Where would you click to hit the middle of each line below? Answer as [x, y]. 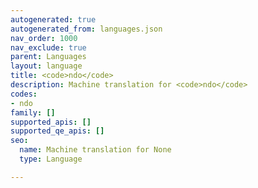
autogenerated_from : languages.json [86, 29]
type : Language [51, 159]
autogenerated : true [53, 19]
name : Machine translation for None [95, 150]
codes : [24, 94]
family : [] [33, 112]
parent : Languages [48, 57]
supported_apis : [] [51, 122]
